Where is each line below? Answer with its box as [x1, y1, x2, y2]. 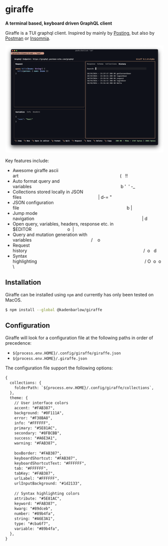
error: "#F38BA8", [14, 415, 53, 421]
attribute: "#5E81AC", [14, 496, 62, 501]
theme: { [10, 395, 28, 401]
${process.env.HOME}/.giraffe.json [12, 356, 88, 361]
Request [12, 243, 30, 249]
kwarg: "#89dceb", [14, 506, 53, 511]
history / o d [12, 248, 157, 254]
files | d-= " [12, 194, 112, 200]
